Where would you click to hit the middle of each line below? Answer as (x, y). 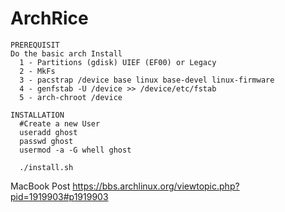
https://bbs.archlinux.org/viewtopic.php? (156, 186)
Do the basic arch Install (66, 53)
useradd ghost (48, 132)
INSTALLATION (37, 115)
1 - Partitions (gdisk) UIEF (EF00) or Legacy (118, 62)
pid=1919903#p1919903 (59, 196)
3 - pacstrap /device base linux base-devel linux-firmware (147, 80)
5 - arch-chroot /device (71, 97)
